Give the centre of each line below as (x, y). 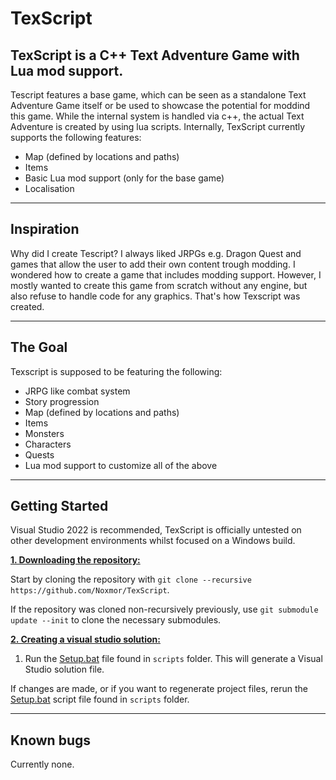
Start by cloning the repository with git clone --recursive (131, 579)
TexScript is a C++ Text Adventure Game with (155, 55)
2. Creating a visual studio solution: (85, 639)
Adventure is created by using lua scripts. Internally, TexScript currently (158, 126)
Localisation (49, 188)
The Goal (39, 347)
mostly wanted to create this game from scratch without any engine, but (159, 285)
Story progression (62, 401)
